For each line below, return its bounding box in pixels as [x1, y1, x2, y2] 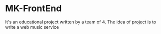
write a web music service [5, 24, 59, 30]
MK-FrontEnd [5, 3, 62, 14]
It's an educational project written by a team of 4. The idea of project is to [5, 19, 157, 25]
